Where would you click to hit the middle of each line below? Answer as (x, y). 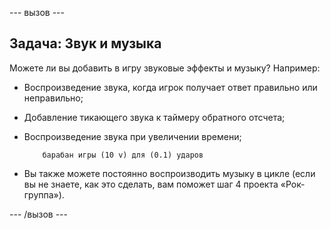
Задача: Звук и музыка (85, 43)
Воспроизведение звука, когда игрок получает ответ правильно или (170, 87)
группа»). (44, 194)
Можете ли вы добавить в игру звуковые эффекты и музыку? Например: (165, 68)
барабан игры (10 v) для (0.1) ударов (123, 155)
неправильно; (53, 98)
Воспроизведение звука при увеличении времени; (132, 136)
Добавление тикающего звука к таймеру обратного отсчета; (154, 117)
